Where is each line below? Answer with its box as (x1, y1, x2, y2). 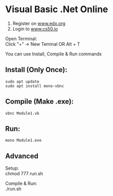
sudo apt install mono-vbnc (5, 83, 65, 88)
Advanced (5, 151, 39, 160)
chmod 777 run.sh (5, 171, 43, 177)
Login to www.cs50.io (12, 25, 58, 31)
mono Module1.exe (5, 138, 42, 143)
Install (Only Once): (5, 66, 68, 74)
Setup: (5, 165, 19, 171)
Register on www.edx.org (12, 20, 66, 26)
